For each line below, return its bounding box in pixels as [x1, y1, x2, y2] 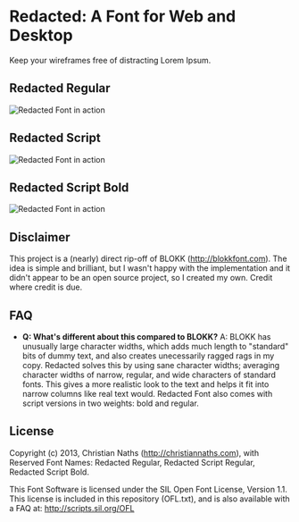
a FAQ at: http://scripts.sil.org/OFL [9, 502, 135, 513]
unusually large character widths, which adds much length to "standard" [21, 341, 289, 351]
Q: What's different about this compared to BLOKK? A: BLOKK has [21, 332, 271, 341]
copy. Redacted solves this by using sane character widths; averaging [21, 360, 280, 370]
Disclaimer [9, 230, 71, 245]
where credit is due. [9, 282, 83, 292]
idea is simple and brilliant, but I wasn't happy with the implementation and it [9, 263, 291, 274]
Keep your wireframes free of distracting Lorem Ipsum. [9, 55, 212, 65]
